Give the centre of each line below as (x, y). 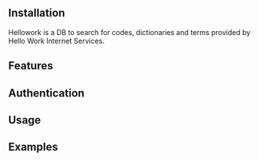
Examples (33, 147)
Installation (37, 13)
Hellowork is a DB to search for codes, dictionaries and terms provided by (129, 32)
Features (31, 66)
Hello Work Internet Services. (57, 41)
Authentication (47, 93)
